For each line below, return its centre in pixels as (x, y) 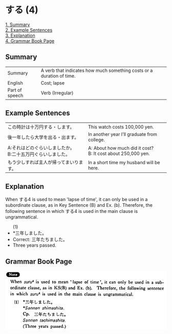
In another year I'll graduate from (123, 134)
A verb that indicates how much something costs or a (97, 70)
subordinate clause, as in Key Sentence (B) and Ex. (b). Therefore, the (79, 205)
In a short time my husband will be (124, 162)
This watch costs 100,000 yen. (121, 127)
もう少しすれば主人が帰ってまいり (43, 162)
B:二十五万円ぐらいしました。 (39, 154)
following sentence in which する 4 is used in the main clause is (72, 211)
